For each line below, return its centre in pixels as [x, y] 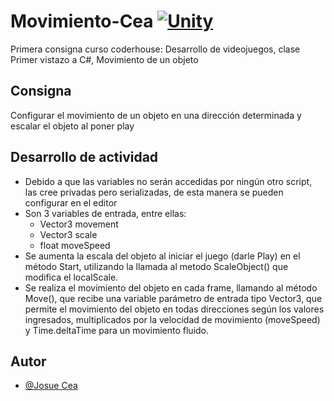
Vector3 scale [68, 234]
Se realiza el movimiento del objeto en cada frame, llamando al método [171, 287]
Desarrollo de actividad [84, 157]
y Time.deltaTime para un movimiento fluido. [117, 330]
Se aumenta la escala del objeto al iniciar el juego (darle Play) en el [162, 256]
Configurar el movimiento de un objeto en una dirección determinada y [156, 115]
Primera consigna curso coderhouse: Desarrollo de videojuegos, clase [155, 49]
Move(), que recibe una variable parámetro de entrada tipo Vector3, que [173, 298]
